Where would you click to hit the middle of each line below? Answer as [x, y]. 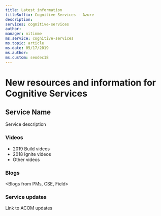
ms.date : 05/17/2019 [27, 48]
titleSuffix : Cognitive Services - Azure [50, 15]
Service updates [26, 197]
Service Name [28, 112]
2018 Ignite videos [32, 154]
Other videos [26, 159]
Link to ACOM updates [29, 208]
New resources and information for [81, 83]
